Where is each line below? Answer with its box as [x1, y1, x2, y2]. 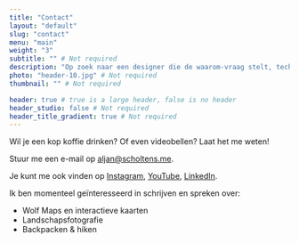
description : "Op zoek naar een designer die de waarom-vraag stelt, [9, 63, 273, 72]
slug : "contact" [9, 29, 69, 38]
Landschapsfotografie [21, 215, 104, 225]
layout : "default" [9, 21, 77, 30]
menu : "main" [9, 37, 58, 47]
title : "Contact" [9, 12, 74, 22]
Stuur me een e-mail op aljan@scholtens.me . [9, 153, 174, 165]
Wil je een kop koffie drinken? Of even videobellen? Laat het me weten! [9, 136, 270, 147]
